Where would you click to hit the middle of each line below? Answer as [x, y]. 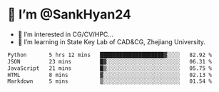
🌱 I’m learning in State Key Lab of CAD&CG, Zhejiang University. [111, 41]
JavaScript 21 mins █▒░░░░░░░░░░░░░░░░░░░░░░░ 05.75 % [110, 68]
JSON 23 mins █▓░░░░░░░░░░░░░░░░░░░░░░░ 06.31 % [110, 61]
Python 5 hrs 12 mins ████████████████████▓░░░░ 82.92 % [110, 55]
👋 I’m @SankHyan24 [70, 15]
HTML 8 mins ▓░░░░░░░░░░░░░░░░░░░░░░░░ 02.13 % [110, 75]
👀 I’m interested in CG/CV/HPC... [66, 34]
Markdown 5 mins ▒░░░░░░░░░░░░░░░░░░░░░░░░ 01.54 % [110, 81]
